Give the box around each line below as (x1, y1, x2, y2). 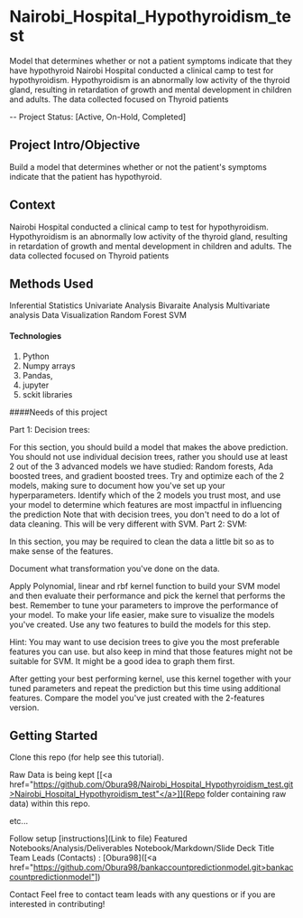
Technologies (9, 330, 62, 341)
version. (9, 702, 40, 713)
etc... (9, 816, 29, 827)
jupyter (22, 379, 50, 390)
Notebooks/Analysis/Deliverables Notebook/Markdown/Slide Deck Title (9, 843, 275, 854)
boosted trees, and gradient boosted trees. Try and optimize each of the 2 (9, 470, 285, 481)
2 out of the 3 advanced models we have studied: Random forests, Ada (9, 461, 273, 472)
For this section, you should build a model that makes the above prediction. (9, 441, 289, 453)
